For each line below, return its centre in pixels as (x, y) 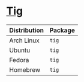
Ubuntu (20, 50)
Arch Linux (25, 40)
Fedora (19, 60)
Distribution (26, 30)
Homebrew (25, 69)
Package (62, 30)
